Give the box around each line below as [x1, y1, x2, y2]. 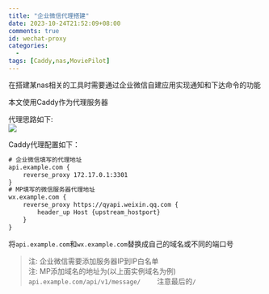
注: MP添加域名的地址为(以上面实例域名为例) [27, 266, 176, 275]
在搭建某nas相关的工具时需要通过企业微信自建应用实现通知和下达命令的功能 [8, 80, 261, 90]
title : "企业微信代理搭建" [8, 11, 90, 20]
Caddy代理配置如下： [8, 139, 81, 149]
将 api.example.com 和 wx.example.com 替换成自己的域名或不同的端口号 [8, 239, 234, 249]
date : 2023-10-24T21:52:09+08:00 [8, 19, 121, 27]
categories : [8, 42, 48, 50]
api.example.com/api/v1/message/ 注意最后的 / [27, 276, 196, 286]
